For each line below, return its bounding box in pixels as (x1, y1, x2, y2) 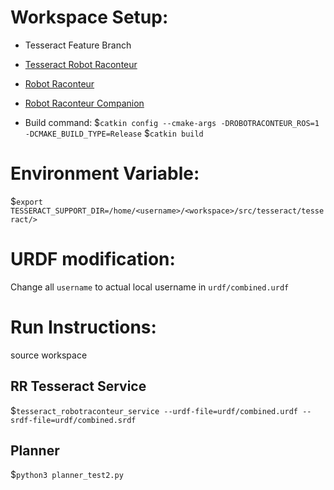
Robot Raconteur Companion (24, 97, 145, 109)
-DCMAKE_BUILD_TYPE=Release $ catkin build (24, 127, 204, 139)
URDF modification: (10, 248, 176, 271)
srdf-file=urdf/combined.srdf (10, 415, 137, 425)
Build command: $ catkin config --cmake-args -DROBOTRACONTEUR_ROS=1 (24, 116, 320, 128)
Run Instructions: (10, 316, 157, 338)
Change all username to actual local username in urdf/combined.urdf (10, 281, 290, 293)
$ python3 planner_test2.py (10, 469, 124, 481)
